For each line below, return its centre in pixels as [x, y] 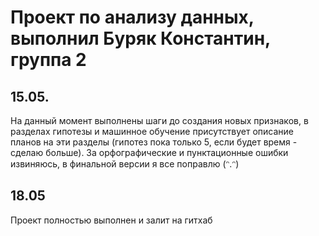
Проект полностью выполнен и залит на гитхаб [111, 220]
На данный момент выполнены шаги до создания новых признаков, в [159, 120]
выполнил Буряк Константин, [140, 38]
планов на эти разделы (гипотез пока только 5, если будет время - [154, 142]
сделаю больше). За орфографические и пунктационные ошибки [149, 152]
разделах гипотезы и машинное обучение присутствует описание [152, 131]
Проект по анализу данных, [132, 17]
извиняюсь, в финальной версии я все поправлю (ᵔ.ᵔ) [125, 164]
